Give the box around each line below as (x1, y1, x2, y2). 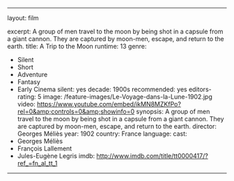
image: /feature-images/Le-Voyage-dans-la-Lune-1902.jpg (42, 93, 212, 101)
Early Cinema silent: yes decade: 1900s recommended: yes (17, 85, 187, 93)
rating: (17, 93, 36, 101)
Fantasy (17, 78, 40, 86)
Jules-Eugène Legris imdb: (17, 152, 95, 160)
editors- (188, 85, 212, 93)
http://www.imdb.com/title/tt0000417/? (96, 152, 209, 160)
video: (17, 100, 36, 108)
